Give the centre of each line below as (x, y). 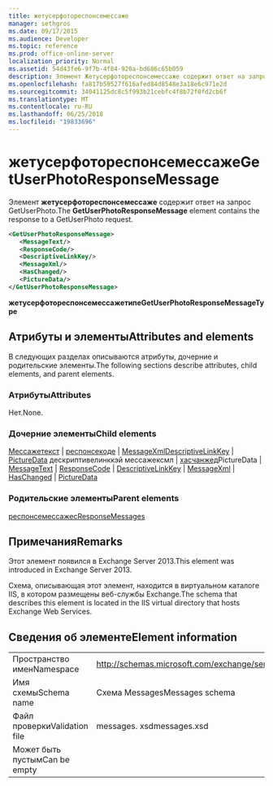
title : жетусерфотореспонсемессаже (69, 16)
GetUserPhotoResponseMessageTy (203, 303)
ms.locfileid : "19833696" (52, 122)
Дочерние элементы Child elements (82, 434)
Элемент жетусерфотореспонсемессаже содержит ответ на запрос (130, 202)
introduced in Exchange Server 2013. (70, 570)
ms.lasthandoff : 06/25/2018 (56, 115)
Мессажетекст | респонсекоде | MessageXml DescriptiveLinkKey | (121, 452)
